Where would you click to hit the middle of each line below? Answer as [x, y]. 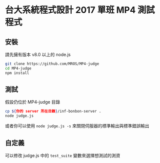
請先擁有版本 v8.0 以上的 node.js [38, 55]
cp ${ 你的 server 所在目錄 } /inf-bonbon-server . [53, 111]
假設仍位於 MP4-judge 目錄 [32, 102]
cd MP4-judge [18, 68]
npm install [17, 73]
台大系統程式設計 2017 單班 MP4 [70, 10]
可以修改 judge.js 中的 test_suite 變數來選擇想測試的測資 [63, 155]
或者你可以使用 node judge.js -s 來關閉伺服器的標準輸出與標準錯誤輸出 [77, 126]
